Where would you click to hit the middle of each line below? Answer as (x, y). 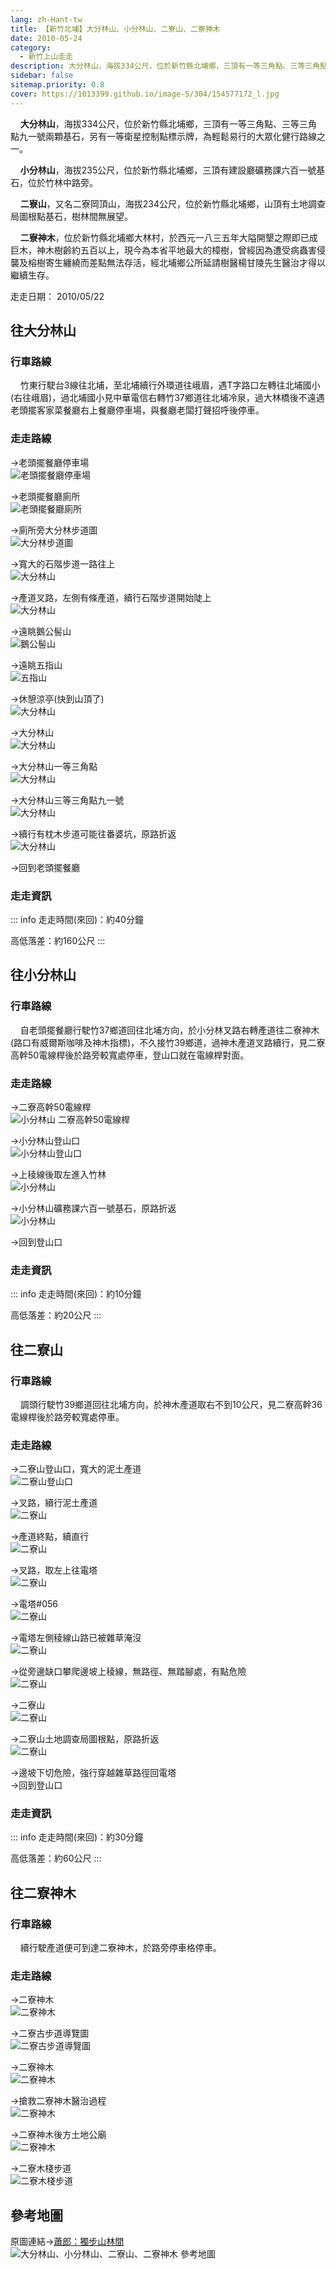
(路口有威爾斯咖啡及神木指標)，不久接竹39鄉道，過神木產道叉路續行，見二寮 (168, 1042)
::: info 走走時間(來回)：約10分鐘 (76, 1294)
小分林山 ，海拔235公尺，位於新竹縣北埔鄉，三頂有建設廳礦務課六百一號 (168, 170)
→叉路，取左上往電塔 (54, 1570)
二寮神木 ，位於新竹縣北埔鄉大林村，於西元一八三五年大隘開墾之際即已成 (168, 237)
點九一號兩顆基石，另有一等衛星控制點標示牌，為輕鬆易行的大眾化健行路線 (163, 136)
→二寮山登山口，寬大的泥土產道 (76, 1469)
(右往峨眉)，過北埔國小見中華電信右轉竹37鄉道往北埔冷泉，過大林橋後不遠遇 (167, 398)
